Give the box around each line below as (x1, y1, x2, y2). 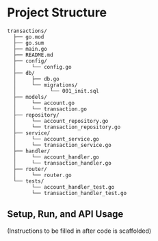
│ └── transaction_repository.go (13, 124, 121, 130)
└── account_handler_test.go (31, 183, 115, 190)
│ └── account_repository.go (13, 117, 109, 124)
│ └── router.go (13, 172, 72, 179)
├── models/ (13, 93, 48, 100)
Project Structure (7, 5, 107, 21)
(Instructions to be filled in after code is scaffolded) (7, 227, 152, 235)
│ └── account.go (13, 100, 75, 106)
